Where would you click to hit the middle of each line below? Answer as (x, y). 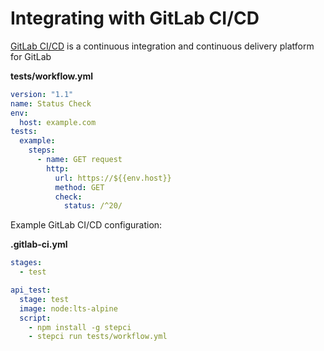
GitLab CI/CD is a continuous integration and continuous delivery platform (162, 46)
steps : (42, 150)
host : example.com (58, 122)
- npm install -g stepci (80, 327)
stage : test (44, 299)
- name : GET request (79, 160)
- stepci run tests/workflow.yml (98, 337)
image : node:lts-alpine (68, 308)
